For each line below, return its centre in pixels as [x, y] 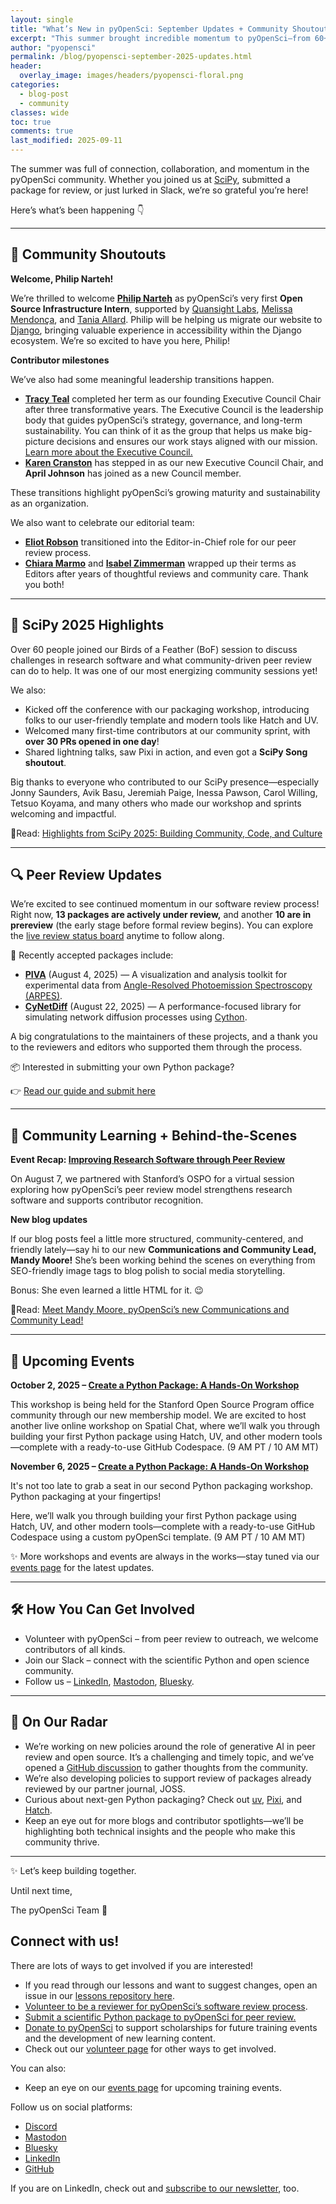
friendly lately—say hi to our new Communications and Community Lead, [163, 1250]
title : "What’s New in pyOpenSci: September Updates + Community [149, 29]
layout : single [42, 19]
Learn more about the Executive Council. [108, 452]
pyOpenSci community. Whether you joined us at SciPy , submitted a [150, 179]
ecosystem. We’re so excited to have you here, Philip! [120, 340]
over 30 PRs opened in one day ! [92, 741]
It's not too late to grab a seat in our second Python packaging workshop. [162, 1486]
